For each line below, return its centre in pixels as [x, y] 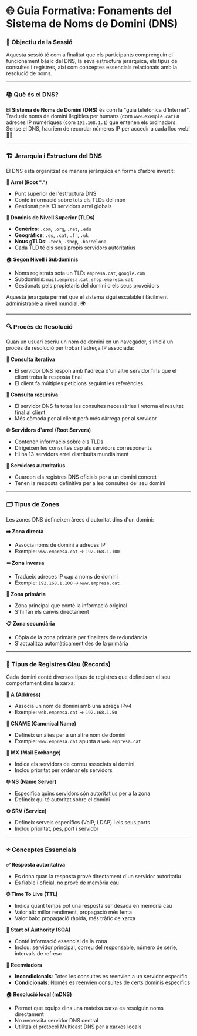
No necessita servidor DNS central [56, 1021]
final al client [30, 412]
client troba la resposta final [48, 377]
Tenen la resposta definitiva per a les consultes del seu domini [90, 483]
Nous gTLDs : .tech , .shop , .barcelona [60, 242]
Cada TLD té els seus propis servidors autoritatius [75, 248]
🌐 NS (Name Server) [31, 781]
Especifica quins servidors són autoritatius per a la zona [82, 793]
